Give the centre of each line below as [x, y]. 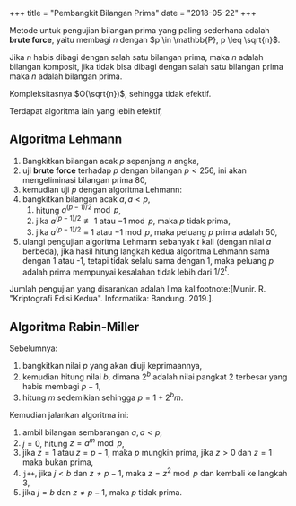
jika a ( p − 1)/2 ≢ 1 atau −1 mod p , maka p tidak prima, [133, 221]
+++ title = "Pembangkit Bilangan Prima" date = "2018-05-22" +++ [133, 13]
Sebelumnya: [34, 348]
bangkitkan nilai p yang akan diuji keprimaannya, [112, 366]
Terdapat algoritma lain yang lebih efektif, [86, 111]
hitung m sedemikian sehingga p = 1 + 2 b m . [103, 397]
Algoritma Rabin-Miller [74, 327]
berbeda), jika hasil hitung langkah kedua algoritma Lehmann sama [146, 251]
